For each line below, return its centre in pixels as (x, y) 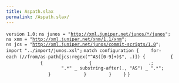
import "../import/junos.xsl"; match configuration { (72, 50)
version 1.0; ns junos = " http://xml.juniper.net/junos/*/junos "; (88, 34)
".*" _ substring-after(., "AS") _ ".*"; (113, 68)
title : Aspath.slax (30, 11)
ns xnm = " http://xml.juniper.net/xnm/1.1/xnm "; (67, 39)
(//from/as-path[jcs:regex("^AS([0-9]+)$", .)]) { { (96, 57)
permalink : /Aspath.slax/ (38, 17)
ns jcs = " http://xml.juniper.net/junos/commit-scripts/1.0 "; (84, 44)
